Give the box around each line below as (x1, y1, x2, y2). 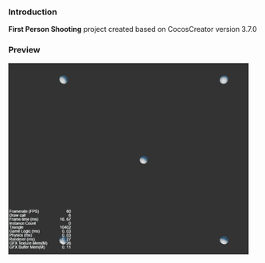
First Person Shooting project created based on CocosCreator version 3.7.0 (8, 25, 257, 34)
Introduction (8, 6, 57, 18)
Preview (8, 45, 41, 56)
